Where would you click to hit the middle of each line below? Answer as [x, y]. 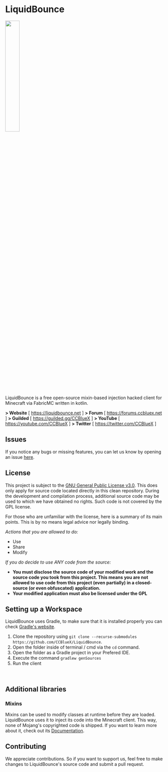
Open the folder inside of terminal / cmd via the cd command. [76, 647]
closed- [144, 582]
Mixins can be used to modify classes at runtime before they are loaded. [80, 715]
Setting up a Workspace [44, 609]
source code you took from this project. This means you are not [80, 577]
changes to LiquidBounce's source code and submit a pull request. [75, 764]
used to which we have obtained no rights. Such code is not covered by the [84, 501]
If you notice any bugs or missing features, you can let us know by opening [83, 452]
